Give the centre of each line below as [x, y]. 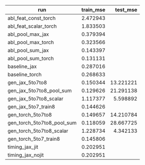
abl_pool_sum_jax [28, 50]
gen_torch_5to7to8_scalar [38, 131]
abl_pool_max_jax [28, 34]
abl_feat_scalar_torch [32, 26]
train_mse [93, 10]
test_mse [126, 10]
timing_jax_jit [23, 147]
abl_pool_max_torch [31, 42]
